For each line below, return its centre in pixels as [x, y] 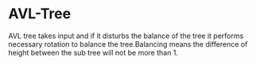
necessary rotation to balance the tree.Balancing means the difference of [128, 44]
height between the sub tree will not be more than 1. [93, 52]
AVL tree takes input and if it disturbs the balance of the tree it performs [126, 36]
